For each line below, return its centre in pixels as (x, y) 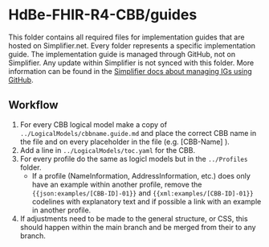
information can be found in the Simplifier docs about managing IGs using (130, 71)
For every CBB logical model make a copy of (93, 124)
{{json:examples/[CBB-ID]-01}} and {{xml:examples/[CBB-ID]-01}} (143, 193)
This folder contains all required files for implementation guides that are (126, 37)
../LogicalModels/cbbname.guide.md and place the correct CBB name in (138, 133)
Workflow (33, 105)
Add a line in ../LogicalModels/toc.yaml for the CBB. (107, 150)
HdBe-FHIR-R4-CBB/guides (103, 15)
